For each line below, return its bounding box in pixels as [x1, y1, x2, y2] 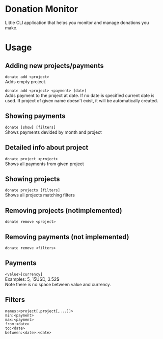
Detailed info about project [5, 144, 88, 152]
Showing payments [5, 112, 66, 121]
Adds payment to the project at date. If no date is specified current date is [5, 92, 155, 98]
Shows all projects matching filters [5, 192, 75, 198]
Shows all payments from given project [5, 161, 84, 167]
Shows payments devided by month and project [5, 129, 102, 135]
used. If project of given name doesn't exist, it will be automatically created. [5, 97, 158, 103]
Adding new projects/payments [5, 61, 104, 70]
